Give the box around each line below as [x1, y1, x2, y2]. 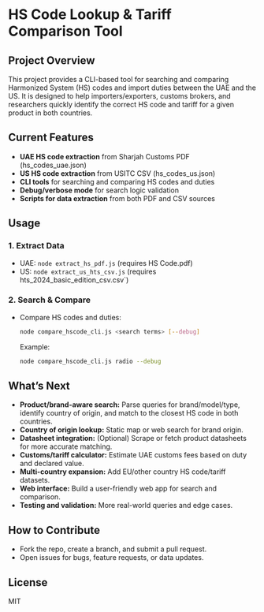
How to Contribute [8, 523, 101, 537]
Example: [19, 341, 50, 352]
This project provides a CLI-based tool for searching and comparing [8, 75, 229, 84]
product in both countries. [8, 108, 93, 118]
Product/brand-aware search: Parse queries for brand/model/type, [19, 400, 240, 409]
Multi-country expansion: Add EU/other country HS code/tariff [19, 467, 226, 476]
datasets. [19, 476, 50, 485]
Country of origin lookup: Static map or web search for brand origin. [19, 425, 244, 435]
